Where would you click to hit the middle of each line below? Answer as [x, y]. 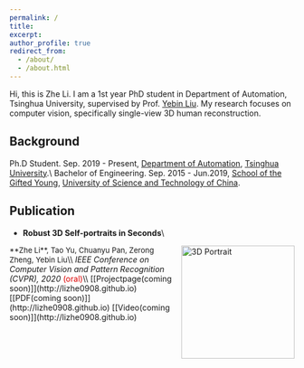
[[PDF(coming [35, 297]
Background [44, 142]
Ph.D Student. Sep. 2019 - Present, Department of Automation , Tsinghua [144, 163]
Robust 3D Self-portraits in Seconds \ [93, 232]
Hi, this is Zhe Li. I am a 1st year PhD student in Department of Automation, [148, 94]
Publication [42, 211]
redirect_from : [38, 52]
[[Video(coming [141, 307]
